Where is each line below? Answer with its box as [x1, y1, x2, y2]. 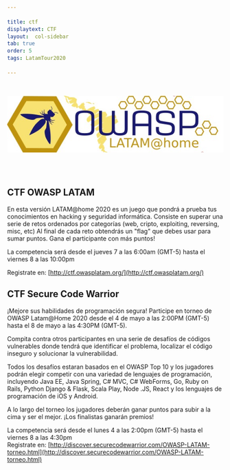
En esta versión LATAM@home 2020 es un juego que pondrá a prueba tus [7, 205, 218, 213]
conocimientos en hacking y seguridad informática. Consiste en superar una [7, 212, 223, 221]
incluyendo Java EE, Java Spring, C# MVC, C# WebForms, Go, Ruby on [7, 377, 209, 385]
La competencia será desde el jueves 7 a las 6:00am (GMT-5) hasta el [7, 247, 205, 256]
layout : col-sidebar [7, 33, 69, 40]
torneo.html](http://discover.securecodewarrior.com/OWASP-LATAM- [7, 448, 204, 456]
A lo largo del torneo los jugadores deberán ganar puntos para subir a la [7, 405, 211, 413]
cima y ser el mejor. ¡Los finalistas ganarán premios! [7, 412, 154, 420]
